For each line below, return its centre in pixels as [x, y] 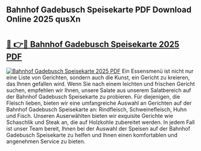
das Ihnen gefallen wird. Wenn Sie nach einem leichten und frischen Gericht [101, 84]
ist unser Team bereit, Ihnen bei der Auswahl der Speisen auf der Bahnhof [98, 128]
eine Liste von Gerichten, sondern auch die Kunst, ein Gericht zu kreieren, [98, 77]
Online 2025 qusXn [43, 20]
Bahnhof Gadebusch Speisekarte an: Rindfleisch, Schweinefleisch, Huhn [97, 109]
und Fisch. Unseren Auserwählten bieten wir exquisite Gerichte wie [90, 116]
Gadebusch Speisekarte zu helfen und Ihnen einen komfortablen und [92, 135]
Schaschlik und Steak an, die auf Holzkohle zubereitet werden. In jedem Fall [101, 122]
